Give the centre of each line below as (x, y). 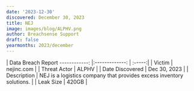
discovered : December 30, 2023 (45, 17)
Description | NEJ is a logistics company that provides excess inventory (95, 75)
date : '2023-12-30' (31, 12)
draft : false (23, 40)
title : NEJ (20, 23)
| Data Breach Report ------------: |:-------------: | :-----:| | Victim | (89, 62)
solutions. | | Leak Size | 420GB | (47, 81)
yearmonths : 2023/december (40, 46)
